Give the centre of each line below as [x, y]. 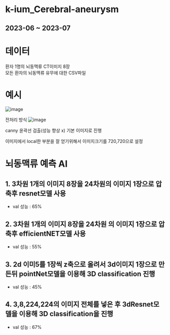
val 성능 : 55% [27, 247]
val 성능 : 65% [27, 207]
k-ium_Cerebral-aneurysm [62, 9]
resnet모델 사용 [42, 194]
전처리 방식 [16, 120]
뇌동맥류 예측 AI [36, 164]
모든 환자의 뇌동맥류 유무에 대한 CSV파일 [46, 72]
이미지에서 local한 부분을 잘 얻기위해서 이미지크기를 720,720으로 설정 [74, 141]
